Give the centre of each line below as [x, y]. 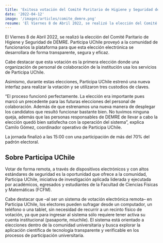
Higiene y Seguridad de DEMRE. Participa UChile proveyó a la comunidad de [81, 42]
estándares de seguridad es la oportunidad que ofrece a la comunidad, [76, 174]
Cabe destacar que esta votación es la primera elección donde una [72, 62]
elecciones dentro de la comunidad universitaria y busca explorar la [73, 225]
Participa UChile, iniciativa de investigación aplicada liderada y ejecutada [78, 179]
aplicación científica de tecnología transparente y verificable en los [72, 230]
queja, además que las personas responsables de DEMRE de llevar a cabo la [81, 117]
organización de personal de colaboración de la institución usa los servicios [81, 67]
